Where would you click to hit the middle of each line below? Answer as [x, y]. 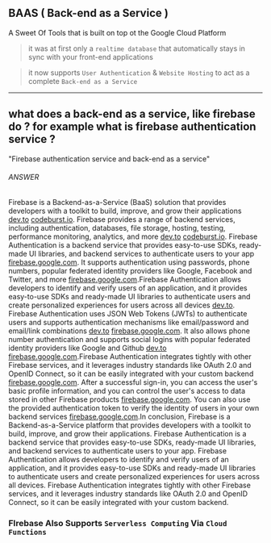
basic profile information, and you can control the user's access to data [127, 391]
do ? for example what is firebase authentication [132, 127]
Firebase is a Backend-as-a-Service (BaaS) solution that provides [117, 202]
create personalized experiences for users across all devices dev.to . [122, 305]
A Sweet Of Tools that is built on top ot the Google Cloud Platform [117, 32]
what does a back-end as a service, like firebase [132, 114]
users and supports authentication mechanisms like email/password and [129, 322]
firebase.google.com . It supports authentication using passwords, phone [129, 262]
